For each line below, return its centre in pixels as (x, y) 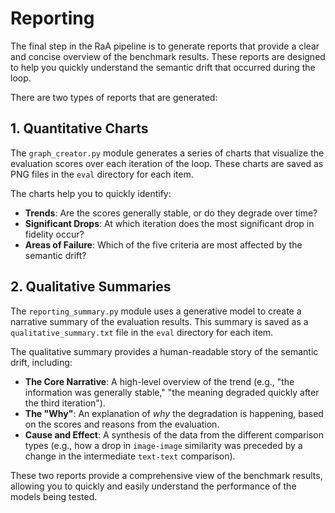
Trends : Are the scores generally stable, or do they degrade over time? (171, 213)
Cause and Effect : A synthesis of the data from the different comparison (174, 434)
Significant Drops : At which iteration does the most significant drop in (169, 223)
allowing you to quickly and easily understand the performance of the (153, 486)
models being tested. (54, 496)
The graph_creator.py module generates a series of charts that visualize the (167, 153)
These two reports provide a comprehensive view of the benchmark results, (166, 475)
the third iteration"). (65, 403)
